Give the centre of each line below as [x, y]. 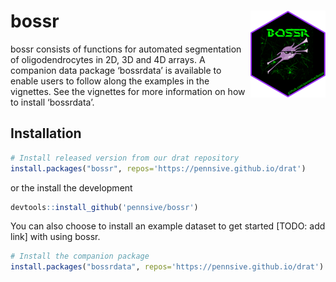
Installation [46, 133]
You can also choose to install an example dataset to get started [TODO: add [168, 226]
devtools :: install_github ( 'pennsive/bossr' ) [104, 207]
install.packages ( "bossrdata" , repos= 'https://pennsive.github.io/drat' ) [167, 267]
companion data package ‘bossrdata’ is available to [116, 70]
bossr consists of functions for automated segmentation [126, 49]
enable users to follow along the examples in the [110, 81]
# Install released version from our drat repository [125, 158]
